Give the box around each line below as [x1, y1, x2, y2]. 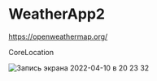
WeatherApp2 [8, 5, 106, 23]
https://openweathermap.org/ [8, 32, 108, 41]
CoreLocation [8, 47, 55, 57]
